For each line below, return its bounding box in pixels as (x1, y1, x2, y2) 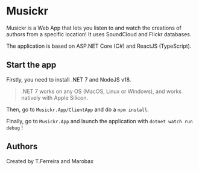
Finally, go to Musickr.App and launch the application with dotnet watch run (6, 117, 193, 124)
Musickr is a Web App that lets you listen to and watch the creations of (6, 24, 182, 31)
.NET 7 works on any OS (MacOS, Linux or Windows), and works (21, 88, 182, 95)
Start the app (6, 60, 57, 70)
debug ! (6, 124, 23, 131)
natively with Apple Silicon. (21, 94, 89, 101)
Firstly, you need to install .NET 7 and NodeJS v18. (6, 76, 131, 83)
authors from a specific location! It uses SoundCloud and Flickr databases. (6, 30, 192, 37)
